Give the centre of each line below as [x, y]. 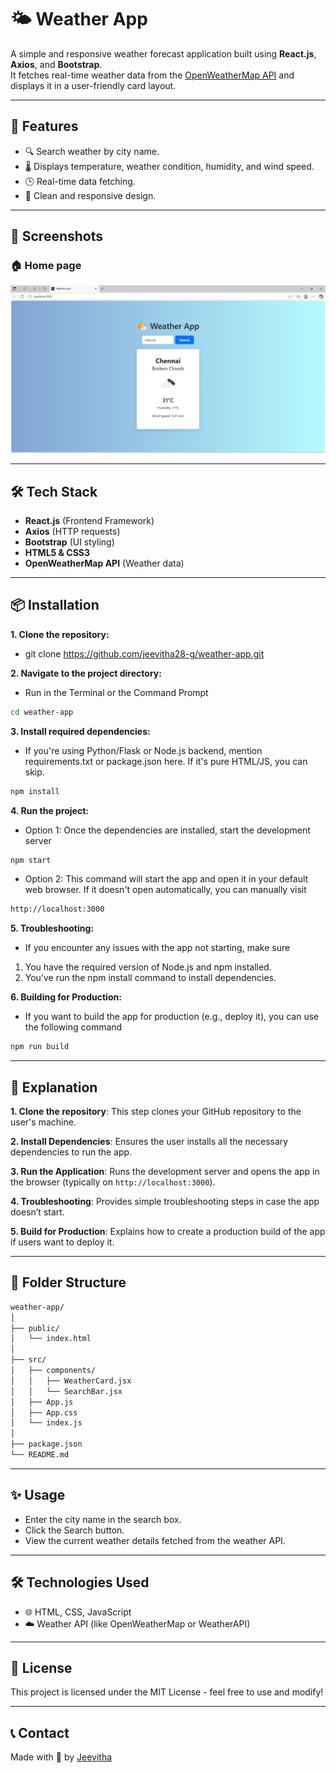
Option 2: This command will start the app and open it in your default [166, 879]
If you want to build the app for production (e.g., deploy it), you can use [172, 1017]
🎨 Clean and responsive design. [90, 195]
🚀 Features [44, 126]
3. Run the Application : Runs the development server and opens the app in [165, 1171]
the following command [73, 1027]
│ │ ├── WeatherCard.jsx [71, 1381]
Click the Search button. [74, 1530]
